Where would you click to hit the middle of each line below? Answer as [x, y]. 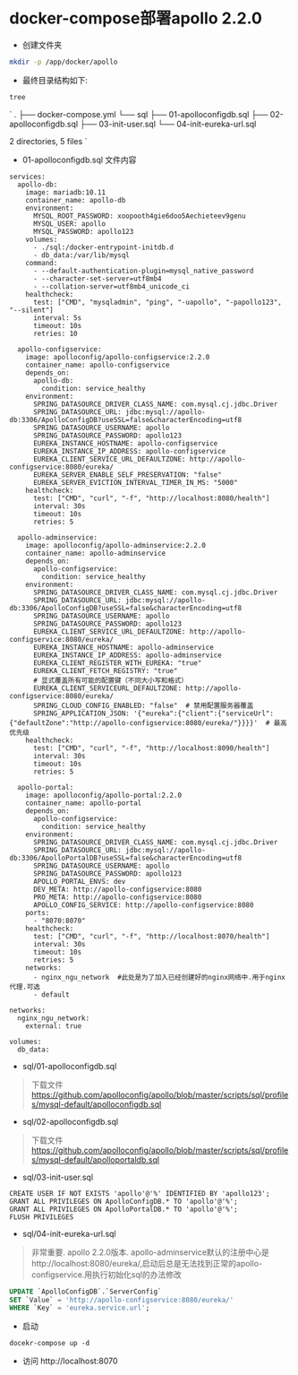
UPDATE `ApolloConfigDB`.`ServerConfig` [86, 1292]
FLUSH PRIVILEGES [42, 1217]
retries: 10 [55, 333]
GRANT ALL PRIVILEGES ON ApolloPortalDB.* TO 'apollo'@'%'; [124, 1209]
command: [42, 263]
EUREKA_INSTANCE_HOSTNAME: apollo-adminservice [123, 647]
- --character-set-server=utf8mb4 [98, 279]
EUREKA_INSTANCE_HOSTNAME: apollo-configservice [125, 443]
